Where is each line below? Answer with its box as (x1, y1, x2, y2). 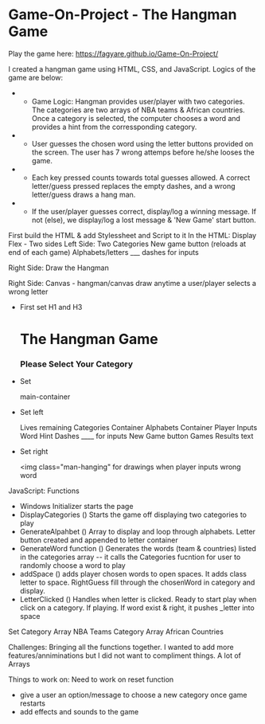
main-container (19, 392, 71, 401)
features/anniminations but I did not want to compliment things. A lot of (8, 651, 241, 660)
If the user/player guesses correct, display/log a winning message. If (31, 206, 257, 216)
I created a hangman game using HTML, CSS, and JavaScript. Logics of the (8, 64, 256, 73)
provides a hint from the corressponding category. (31, 122, 197, 131)
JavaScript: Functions (8, 486, 80, 495)
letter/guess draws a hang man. (31, 190, 136, 199)
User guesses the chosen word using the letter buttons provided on (31, 139, 254, 148)
